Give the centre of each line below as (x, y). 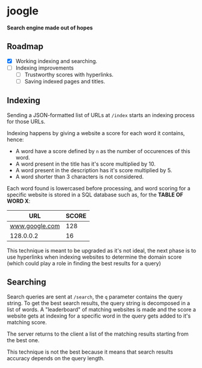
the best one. (23, 340)
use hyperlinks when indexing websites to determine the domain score (94, 257)
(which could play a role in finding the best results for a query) (84, 263)
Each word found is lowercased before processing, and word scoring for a (99, 188)
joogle (23, 11)
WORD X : (19, 201)
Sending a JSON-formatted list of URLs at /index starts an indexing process (101, 115)
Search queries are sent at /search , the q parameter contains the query (95, 297)
